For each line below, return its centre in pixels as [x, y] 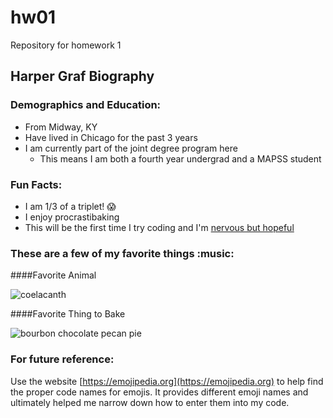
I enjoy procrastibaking [72, 217]
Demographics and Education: [86, 105]
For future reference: [62, 359]
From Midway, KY [61, 127]
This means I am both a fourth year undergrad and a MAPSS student [180, 158]
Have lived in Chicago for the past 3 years [111, 137]
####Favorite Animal [53, 275]
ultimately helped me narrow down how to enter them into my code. [150, 402]
